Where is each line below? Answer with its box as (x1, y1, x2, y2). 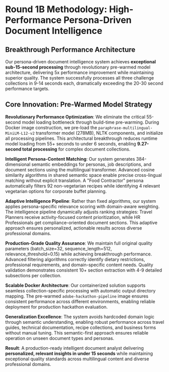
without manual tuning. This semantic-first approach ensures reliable (5, 329, 149, 336)
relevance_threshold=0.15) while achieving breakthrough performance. (5, 251, 152, 257)
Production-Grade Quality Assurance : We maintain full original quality (5, 240, 153, 246)
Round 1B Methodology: (5, 4, 107, 15)
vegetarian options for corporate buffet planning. (5, 188, 107, 194)
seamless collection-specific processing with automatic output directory (5, 287, 156, 293)
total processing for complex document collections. (22, 146, 131, 152)
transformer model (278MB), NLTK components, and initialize (36, 130, 163, 136)
